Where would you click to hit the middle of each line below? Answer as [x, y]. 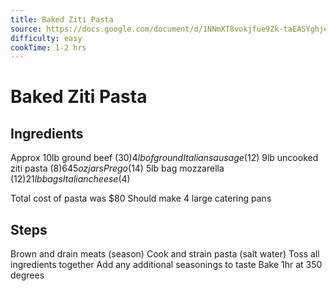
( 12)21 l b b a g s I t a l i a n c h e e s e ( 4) [70, 179]
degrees [27, 275]
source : [26, 29]
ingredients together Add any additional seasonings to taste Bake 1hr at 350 [166, 265]
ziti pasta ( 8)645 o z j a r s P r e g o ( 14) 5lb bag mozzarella [117, 168]
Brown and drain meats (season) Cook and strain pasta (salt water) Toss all [165, 254]
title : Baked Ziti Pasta [62, 19]
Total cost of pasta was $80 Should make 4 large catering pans [141, 198]
